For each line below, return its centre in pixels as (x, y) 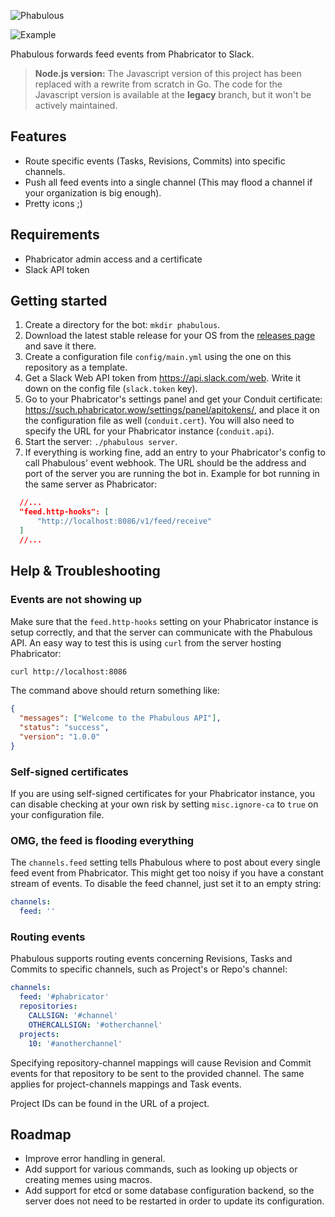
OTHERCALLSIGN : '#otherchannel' (95, 1025)
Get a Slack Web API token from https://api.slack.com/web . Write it (163, 378)
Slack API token (57, 269)
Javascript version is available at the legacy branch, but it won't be (173, 94)
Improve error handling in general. (95, 1159)
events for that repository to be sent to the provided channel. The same (157, 1073)
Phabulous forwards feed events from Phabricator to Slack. (132, 54)
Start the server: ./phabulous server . (101, 442)
